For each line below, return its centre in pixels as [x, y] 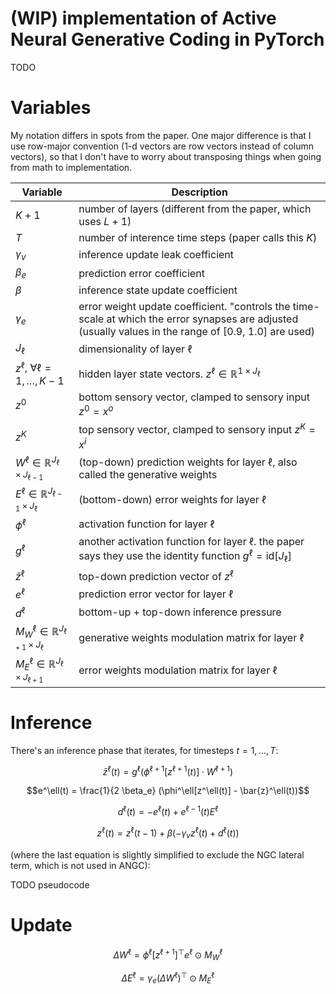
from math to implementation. [71, 167]
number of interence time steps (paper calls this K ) [198, 237]
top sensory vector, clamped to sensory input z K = [197, 429]
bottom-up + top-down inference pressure [180, 612]
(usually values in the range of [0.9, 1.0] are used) [197, 332]
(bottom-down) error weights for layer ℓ [172, 499]
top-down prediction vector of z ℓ [156, 575]
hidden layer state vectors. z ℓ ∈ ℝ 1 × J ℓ [169, 373]
